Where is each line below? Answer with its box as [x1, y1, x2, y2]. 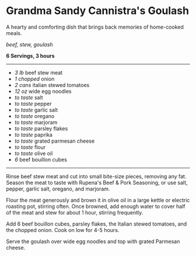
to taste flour [14, 143, 45, 150]
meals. [6, 29, 22, 36]
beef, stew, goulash [6, 41, 54, 48]
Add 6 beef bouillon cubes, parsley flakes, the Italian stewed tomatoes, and [6, 220, 187, 227]
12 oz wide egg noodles [14, 88, 72, 95]
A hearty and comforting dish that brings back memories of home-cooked [6, 23, 184, 30]
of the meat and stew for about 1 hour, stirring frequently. [6, 209, 143, 216]
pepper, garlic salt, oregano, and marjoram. [6, 185, 110, 192]
